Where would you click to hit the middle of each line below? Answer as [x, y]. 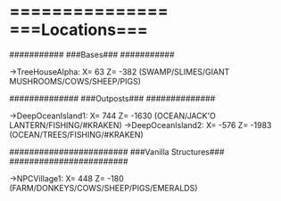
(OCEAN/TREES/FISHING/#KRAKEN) [77, 134]
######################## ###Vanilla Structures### [117, 151]
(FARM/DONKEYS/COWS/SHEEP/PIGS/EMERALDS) [103, 188]
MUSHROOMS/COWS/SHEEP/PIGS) [75, 81]
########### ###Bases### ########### [92, 54]
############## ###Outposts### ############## [112, 98]
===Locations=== [79, 30]
